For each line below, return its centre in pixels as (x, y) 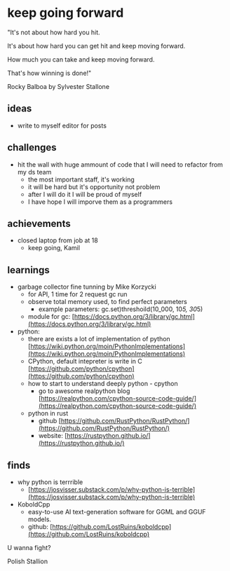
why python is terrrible (50, 482)
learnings (29, 270)
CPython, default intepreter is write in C (85, 362)
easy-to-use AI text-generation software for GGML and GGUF (117, 512)
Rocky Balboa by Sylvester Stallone (59, 86)
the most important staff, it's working (81, 179)
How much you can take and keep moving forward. (81, 59)
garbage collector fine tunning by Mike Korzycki (87, 287)
